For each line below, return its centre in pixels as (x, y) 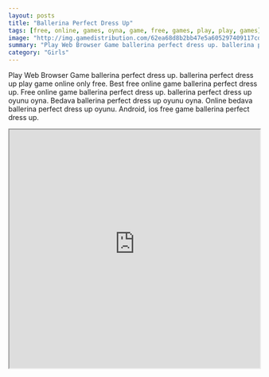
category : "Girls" (39, 52)
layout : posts (32, 16)
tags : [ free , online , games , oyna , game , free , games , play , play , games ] (135, 30)
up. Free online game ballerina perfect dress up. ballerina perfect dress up (130, 92)
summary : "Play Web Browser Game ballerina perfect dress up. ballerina (131, 45)
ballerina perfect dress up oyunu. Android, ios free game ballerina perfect (129, 109)
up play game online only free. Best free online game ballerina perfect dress (133, 84)
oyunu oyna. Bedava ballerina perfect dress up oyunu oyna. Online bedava (131, 101)
